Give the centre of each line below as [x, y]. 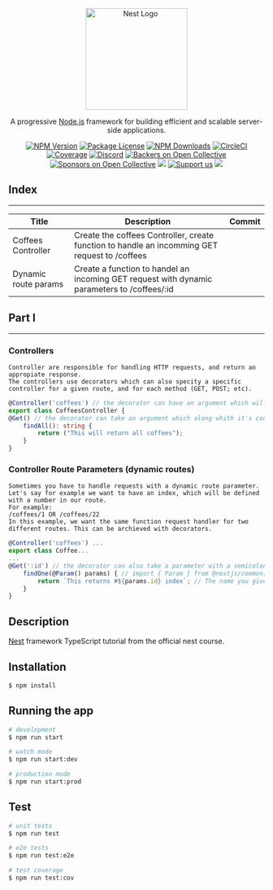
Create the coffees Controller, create [144, 235]
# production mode [39, 774]
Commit [245, 221]
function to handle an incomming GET [146, 245]
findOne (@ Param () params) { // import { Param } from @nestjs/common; [145, 573]
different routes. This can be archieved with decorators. [110, 529]
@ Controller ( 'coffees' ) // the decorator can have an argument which [129, 403]
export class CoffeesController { [67, 410]
